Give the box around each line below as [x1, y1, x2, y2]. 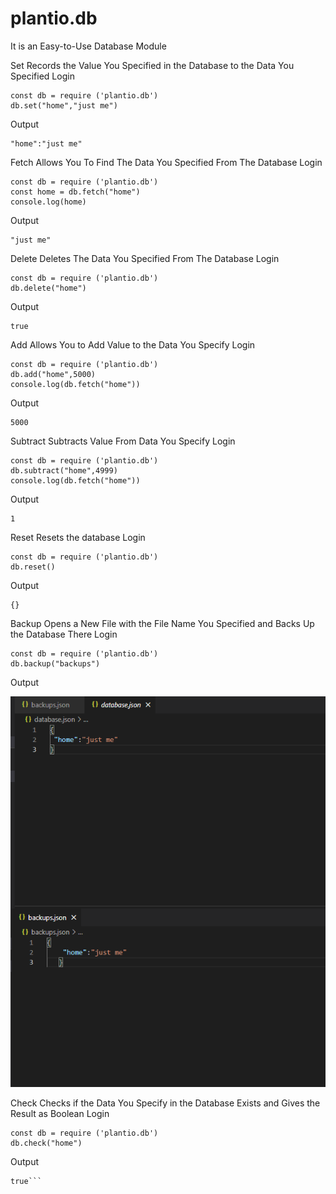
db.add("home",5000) [10, 369, 97, 379]
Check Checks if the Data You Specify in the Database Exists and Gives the [10, 1097, 321, 1109]
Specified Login [10, 70, 75, 82]
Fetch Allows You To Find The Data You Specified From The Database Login [10, 156, 323, 168]
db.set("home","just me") [10, 100, 118, 111]
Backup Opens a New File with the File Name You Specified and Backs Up [10, 617, 315, 629]
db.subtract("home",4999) [10, 465, 118, 476]
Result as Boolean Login [10, 1108, 110, 1120]
